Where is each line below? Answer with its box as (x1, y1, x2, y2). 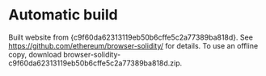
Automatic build (8, 6, 119, 24)
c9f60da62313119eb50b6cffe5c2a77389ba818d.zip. (8, 58, 183, 68)
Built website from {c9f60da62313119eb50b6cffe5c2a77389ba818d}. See (8, 32, 253, 42)
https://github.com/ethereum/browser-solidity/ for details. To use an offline (8, 40, 259, 50)
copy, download (8, 49, 62, 59)
